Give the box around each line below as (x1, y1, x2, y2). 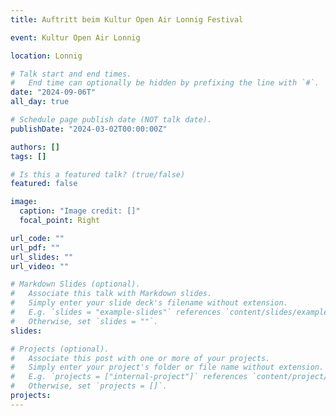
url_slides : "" (10, 252, 74, 262)
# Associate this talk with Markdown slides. (10, 289, 213, 299)
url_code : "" (10, 233, 65, 243)
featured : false (10, 179, 78, 189)
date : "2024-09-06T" (10, 87, 97, 98)
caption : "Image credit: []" (19, 206, 141, 216)
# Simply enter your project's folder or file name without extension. (10, 362, 325, 373)
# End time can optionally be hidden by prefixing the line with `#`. (10, 78, 320, 88)
